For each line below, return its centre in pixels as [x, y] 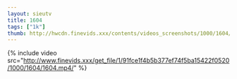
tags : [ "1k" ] [26, 27]
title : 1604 [25, 20]
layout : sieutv [30, 14]
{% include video [32, 53]
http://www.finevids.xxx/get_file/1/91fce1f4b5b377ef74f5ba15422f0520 [127, 61]
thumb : [17, 33]
